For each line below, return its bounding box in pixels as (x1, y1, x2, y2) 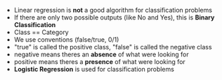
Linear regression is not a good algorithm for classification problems (13, 6, 213, 14)
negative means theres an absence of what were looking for (13, 50, 189, 58)
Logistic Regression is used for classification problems (13, 65, 174, 73)
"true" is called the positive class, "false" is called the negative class (13, 43, 212, 51)
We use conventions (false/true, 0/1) (13, 35, 119, 44)
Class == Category (13, 28, 69, 36)
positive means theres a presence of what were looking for (13, 58, 186, 65)
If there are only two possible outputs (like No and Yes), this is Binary (13, 13, 215, 22)
